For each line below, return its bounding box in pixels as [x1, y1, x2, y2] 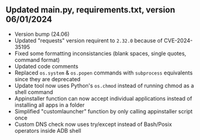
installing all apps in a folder [14, 101, 85, 108]
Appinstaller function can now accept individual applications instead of [14, 95, 193, 102]
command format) [14, 56, 60, 63]
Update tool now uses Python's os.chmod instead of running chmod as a [14, 82, 195, 89]
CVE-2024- [164, 36, 193, 44]
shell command [14, 88, 53, 96]
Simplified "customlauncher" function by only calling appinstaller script [14, 107, 193, 115]
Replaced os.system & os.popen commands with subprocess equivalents [14, 69, 193, 76]
